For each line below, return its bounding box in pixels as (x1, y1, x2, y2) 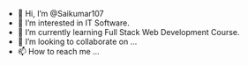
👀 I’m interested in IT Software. (17, 18, 130, 28)
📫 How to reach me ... (17, 47, 100, 56)
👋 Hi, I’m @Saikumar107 (17, 9, 104, 18)
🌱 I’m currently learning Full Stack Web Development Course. (17, 27, 240, 37)
